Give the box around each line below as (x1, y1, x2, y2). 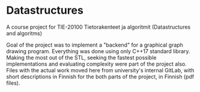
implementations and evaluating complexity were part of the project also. (6, 60, 187, 68)
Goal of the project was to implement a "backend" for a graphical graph (6, 41, 183, 48)
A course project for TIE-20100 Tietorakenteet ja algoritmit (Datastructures (6, 23, 191, 30)
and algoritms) (6, 29, 43, 36)
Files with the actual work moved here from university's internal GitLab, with (6, 66, 195, 73)
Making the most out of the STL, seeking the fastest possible (6, 54, 157, 61)
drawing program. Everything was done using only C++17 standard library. (6, 47, 190, 54)
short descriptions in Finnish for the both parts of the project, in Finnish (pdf (6, 73, 195, 80)
